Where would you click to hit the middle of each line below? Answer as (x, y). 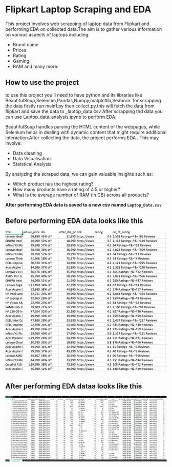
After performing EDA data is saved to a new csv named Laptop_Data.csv (84, 204)
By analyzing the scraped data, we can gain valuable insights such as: (79, 174)
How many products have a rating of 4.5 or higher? (66, 189)
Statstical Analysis (32, 164)
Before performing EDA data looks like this (74, 221)
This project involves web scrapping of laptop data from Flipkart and (78, 24)
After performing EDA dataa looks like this (74, 386)
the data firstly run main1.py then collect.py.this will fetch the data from (80, 106)
